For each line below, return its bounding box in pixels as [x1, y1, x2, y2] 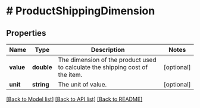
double [32, 63, 52, 71]
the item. [58, 70, 83, 79]
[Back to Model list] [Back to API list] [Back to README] [6, 95, 143, 103]
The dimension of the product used [58, 55, 157, 64]
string [32, 81, 49, 88]
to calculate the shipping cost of [58, 63, 148, 71]
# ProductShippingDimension [6, 4, 155, 18]
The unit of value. [58, 81, 107, 88]
